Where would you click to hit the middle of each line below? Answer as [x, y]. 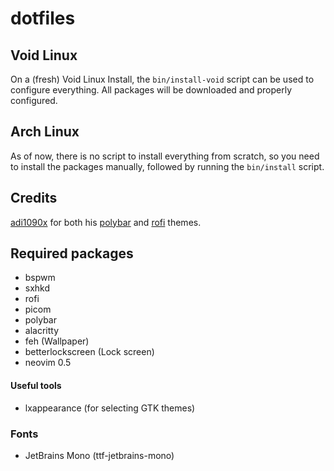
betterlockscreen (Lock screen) [89, 352]
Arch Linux [45, 132]
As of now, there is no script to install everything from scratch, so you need [165, 156]
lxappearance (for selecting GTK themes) [110, 408]
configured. [34, 100]
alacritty [42, 331]
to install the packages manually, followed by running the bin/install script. [167, 166]
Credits [34, 198]
